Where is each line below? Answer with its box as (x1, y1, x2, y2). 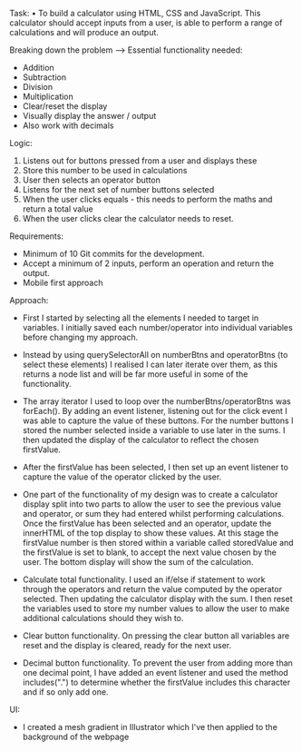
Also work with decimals (22, 120, 114, 131)
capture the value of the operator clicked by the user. (22, 471, 222, 482)
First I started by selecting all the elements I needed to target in (22, 312, 259, 323)
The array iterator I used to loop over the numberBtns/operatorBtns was (22, 396, 292, 407)
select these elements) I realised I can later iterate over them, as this (22, 359, 278, 370)
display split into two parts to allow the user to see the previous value (22, 499, 282, 509)
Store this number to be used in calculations (22, 165, 188, 175)
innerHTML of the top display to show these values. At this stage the (22, 528, 279, 539)
